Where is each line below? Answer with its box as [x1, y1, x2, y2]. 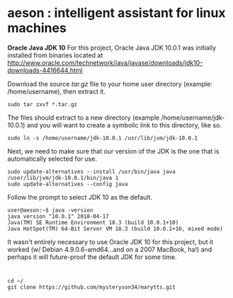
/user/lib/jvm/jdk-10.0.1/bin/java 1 [7, 174, 119, 181]
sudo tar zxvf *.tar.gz [7, 101, 78, 108]
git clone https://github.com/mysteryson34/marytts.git [7, 284, 176, 291]
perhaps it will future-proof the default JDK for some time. [7, 253, 177, 261]
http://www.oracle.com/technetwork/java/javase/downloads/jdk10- [7, 58, 203, 67]
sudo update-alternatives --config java [7, 180, 129, 188]
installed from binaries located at [7, 51, 103, 59]
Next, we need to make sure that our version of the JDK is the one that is [7, 147, 220, 155]
